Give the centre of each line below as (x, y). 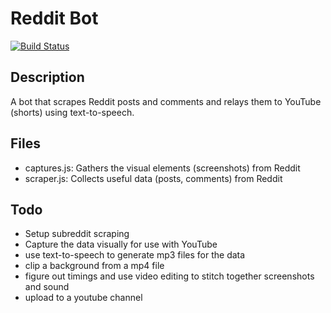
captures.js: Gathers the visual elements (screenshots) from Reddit (162, 168)
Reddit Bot (54, 18)
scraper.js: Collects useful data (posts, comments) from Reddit (153, 178)
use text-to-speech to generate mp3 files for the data (135, 255)
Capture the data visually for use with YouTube (121, 244)
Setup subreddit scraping (77, 234)
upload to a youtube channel (83, 298)
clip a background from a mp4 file (94, 266)
